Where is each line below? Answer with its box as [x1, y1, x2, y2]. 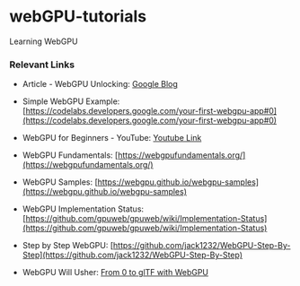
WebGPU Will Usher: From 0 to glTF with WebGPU [22, 267, 209, 278]
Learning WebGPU [9, 36, 78, 47]
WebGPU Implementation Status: [22, 204, 145, 214]
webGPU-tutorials [9, 6, 146, 27]
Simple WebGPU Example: [22, 96, 120, 107]
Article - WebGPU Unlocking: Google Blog [22, 79, 178, 90]
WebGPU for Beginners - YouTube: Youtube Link [22, 133, 202, 143]
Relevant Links [9, 58, 75, 71]
